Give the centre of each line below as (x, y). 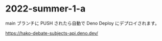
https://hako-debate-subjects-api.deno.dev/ (52, 33)
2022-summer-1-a (45, 9)
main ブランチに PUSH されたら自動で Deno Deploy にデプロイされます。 (82, 23)
